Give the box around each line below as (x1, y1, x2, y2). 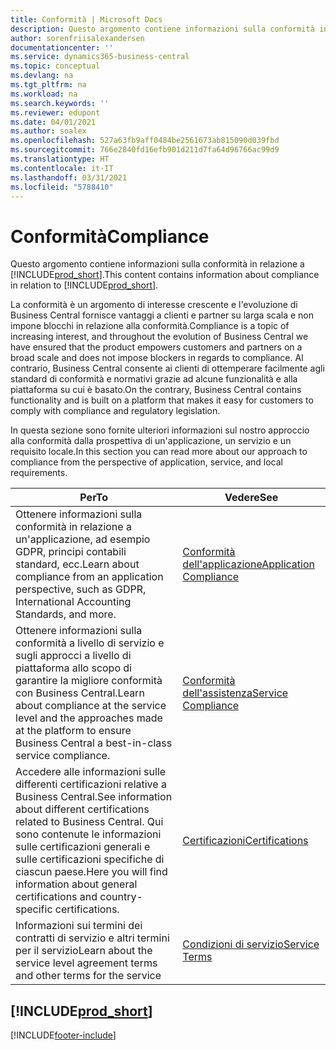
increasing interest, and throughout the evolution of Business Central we (10, 331, 309, 343)
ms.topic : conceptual (10, 61, 101, 71)
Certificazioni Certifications (182, 834, 309, 848)
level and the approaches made (15, 711, 163, 725)
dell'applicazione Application (182, 557, 316, 571)
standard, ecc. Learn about (15, 557, 140, 571)
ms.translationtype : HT (10, 154, 110, 164)
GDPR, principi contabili (15, 545, 127, 559)
